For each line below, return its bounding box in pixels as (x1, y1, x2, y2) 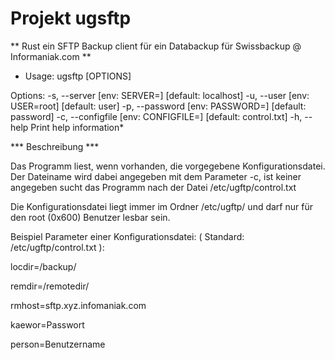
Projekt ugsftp (10, 7, 132, 30)
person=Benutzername (10, 338, 106, 350)
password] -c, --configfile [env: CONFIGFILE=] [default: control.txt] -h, (10, 110, 303, 122)
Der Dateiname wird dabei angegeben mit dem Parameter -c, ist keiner (10, 170, 302, 182)
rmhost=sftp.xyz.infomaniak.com (10, 299, 147, 311)
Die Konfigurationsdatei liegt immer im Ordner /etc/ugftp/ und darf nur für (10, 200, 313, 212)
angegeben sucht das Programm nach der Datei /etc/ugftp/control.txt (10, 181, 297, 193)
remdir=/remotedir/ (10, 280, 90, 292)
